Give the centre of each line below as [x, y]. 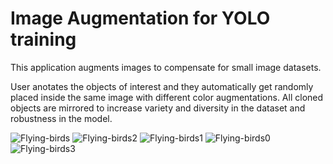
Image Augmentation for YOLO [140, 18]
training [43, 39]
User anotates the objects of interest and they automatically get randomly [162, 86]
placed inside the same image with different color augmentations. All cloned [167, 97]
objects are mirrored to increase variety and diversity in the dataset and [158, 108]
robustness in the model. [61, 118]
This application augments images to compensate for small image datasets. [166, 67]
